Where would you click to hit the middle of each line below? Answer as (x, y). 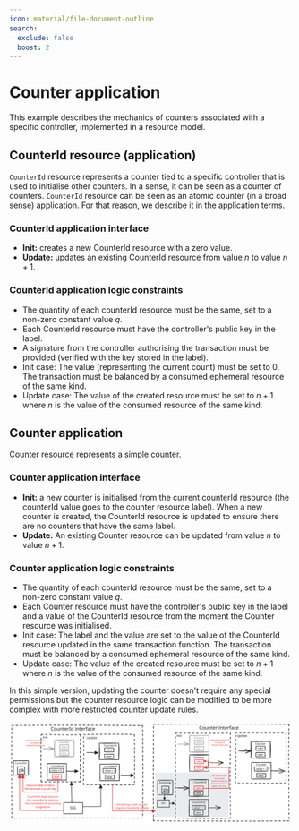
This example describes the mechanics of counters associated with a (137, 117)
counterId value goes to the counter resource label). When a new (142, 507)
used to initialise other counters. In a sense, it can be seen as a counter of (145, 186)
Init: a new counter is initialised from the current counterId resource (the (155, 497)
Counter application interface (75, 477)
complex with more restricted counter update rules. (104, 709)
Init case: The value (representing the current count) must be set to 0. (151, 366)
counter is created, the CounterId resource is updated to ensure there (150, 516)
